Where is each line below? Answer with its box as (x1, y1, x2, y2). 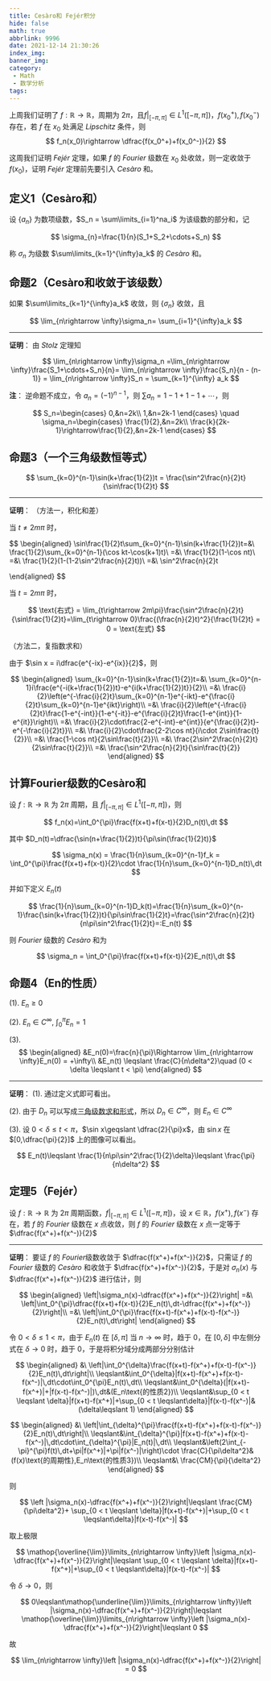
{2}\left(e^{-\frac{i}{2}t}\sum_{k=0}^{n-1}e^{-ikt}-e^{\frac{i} (36, 691, 236, 701)
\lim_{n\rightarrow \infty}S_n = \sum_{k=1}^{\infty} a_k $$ (49, 374, 240, 384)
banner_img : (9, 57, 49, 65)
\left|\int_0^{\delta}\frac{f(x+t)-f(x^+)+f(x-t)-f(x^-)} (88, 1359, 257, 1370)
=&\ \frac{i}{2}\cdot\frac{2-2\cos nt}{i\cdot (74, 725, 218, 735)
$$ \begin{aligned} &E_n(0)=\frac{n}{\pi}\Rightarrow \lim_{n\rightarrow (18, 1047, 254, 1056)
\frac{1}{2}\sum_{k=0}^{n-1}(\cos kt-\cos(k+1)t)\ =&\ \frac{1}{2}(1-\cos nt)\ (9, 547, 256, 557)
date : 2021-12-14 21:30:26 (9, 42, 100, 50)
